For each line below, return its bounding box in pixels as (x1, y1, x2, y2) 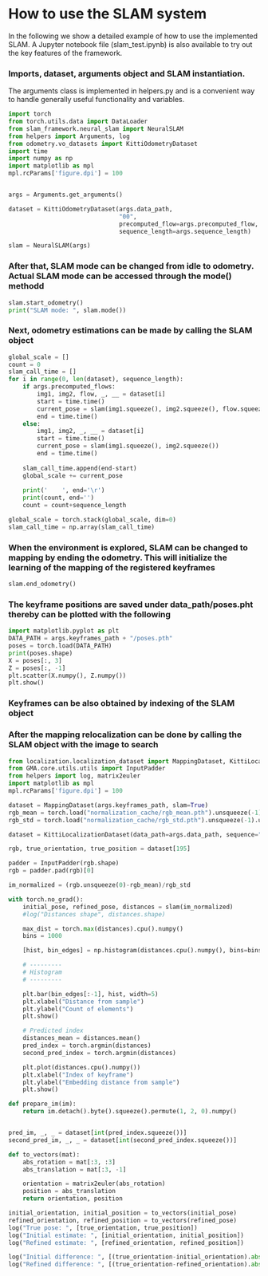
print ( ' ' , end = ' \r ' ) (22, 486, 105, 494)
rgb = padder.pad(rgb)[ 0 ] (8, 867, 94, 875)
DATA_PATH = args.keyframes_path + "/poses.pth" (8, 635, 173, 643)
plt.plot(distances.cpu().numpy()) (22, 1063, 141, 1071)
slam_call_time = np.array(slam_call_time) (8, 523, 156, 531)
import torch (8, 110, 52, 118)
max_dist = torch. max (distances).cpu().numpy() (22, 924, 183, 933)
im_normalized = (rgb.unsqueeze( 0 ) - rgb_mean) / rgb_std (8, 881, 191, 889)
